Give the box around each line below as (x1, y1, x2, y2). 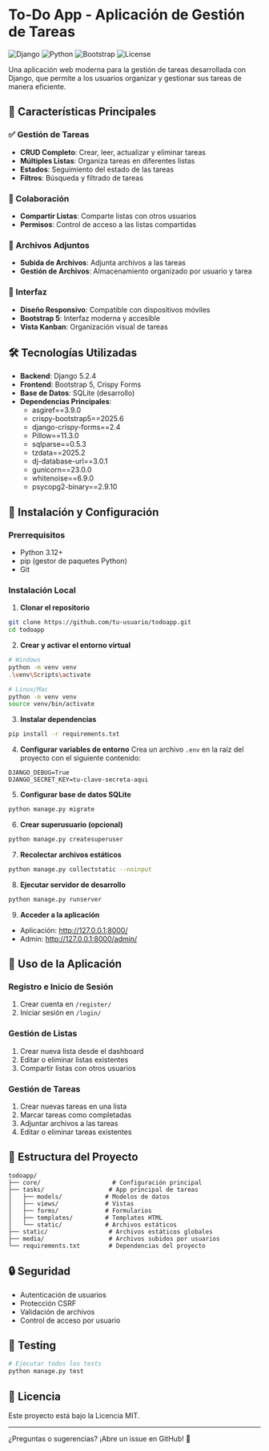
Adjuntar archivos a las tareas (19, 1118, 118, 1128)
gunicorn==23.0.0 (31, 465, 92, 475)
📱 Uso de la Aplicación (8, 957, 122, 971)
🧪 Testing (8, 1338, 57, 1352)
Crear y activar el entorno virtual (19, 640, 130, 651)
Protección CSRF (19, 1298, 77, 1308)
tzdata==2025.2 (31, 448, 86, 458)
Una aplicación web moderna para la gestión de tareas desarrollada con (8, 64, 247, 74)
